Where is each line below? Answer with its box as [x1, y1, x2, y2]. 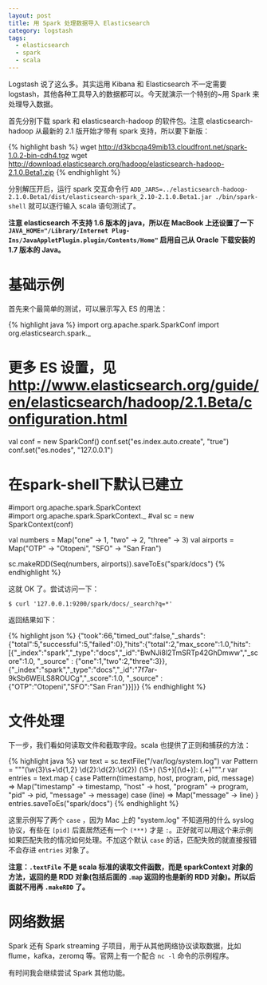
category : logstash [8, 26, 73, 34]
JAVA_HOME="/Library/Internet [8, 227, 109, 235]
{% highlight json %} [8, 630, 77, 640]
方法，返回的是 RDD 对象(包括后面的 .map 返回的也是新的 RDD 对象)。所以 [8, 872, 249, 881]
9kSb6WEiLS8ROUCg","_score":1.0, [8, 673, 125, 683]
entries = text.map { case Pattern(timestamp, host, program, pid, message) [8, 773, 255, 783]
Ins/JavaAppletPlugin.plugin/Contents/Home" [8, 236, 159, 244]
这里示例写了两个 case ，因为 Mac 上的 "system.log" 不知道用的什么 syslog [8, 815, 254, 824]
